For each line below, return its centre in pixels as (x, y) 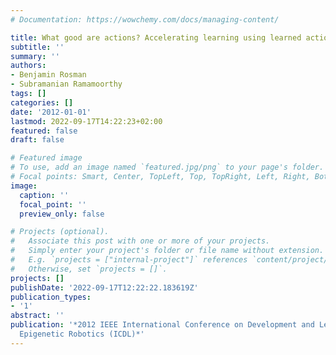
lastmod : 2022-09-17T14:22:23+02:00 (86, 121)
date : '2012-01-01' (51, 112)
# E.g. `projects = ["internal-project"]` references (129, 260)
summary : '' (35, 56)
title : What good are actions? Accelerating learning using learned (156, 37)
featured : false (44, 131)
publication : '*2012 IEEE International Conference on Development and (162, 325)
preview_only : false (62, 214)
